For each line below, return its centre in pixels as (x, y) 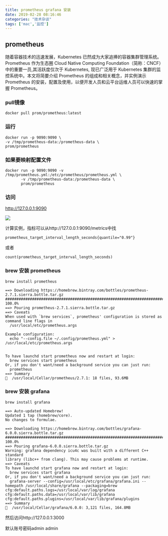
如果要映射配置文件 (28, 160)
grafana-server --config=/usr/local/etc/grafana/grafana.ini (75, 481)
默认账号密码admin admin (32, 528)
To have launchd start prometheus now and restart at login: (70, 356)
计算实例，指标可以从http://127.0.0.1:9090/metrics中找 (61, 228)
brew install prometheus (31, 282)
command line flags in (29, 321)
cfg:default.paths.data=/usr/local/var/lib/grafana (60, 494)
